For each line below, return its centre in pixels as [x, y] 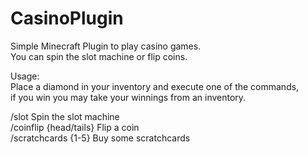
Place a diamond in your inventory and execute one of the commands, [155, 86]
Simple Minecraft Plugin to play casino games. [106, 46]
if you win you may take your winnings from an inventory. [128, 97]
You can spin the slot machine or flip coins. [99, 56]
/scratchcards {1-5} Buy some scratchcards [100, 138]
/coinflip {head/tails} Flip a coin [75, 127]
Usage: [25, 76]
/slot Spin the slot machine [65, 116]
